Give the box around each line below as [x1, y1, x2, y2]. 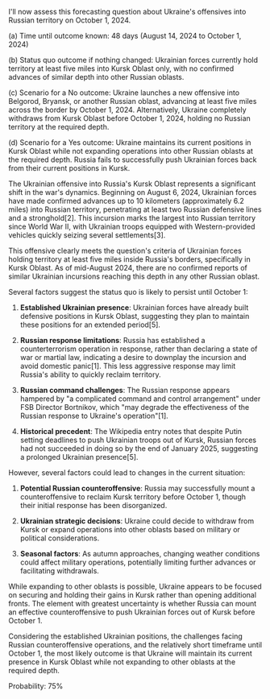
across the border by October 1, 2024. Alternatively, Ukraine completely [8, 105, 247, 114]
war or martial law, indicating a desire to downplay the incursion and [19, 353, 247, 362]
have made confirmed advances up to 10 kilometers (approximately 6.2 [8, 196, 244, 205]
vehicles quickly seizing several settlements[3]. [8, 230, 166, 240]
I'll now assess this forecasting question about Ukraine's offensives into [8, 7, 247, 16]
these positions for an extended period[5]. [19, 320, 161, 329]
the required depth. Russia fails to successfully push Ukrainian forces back [8, 155, 257, 164]
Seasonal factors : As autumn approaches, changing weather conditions [19, 549, 260, 558]
